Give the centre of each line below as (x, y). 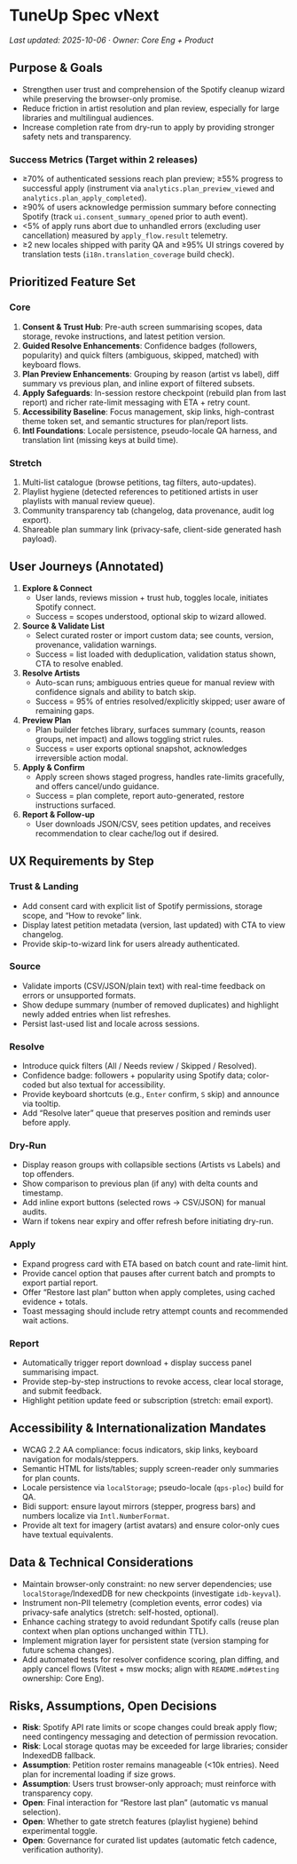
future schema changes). (68, 1650)
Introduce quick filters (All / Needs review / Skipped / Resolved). (139, 1066)
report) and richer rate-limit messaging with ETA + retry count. (136, 402)
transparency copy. (57, 1793)
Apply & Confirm (54, 767)
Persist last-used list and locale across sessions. (110, 1023)
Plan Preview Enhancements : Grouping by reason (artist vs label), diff (150, 374)
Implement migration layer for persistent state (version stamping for (145, 1640)
